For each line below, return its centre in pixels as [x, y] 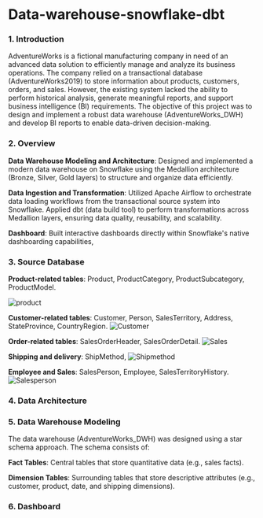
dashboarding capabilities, [51, 241]
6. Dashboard [35, 507]
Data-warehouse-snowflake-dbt [117, 15]
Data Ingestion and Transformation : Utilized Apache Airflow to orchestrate [130, 192]
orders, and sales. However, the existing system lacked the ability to [118, 90]
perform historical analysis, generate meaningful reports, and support [121, 98]
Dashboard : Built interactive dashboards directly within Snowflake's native [129, 233]
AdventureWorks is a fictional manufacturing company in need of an [118, 56]
